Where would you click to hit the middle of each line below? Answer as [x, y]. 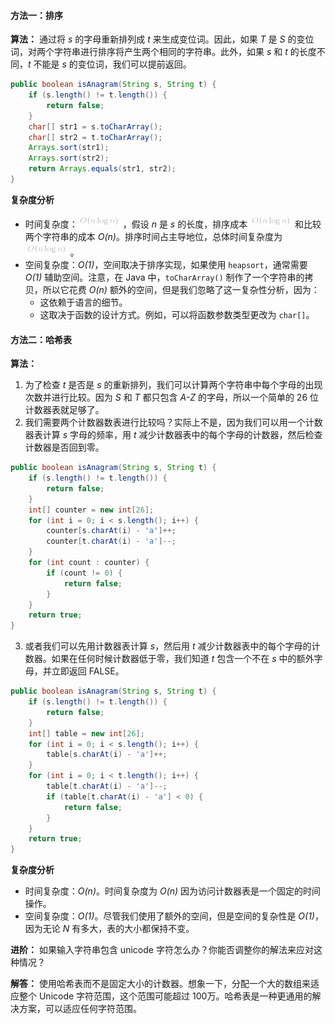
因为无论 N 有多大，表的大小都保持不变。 [109, 929]
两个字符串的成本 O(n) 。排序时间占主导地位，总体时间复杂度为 [153, 236]
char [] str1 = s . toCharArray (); [95, 126]
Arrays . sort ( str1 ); [69, 148]
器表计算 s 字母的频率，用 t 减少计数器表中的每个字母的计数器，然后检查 [173, 435]
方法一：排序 [36, 15]
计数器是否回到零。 [64, 447]
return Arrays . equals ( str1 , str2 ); [102, 169]
